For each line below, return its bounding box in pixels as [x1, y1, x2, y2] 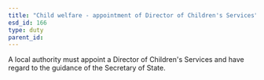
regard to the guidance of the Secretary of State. [8, 64, 167, 73]
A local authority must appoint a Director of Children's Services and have [8, 55, 245, 64]
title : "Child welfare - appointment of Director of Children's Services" [8, 11, 258, 20]
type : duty [8, 26, 44, 34]
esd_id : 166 [8, 19, 47, 27]
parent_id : [8, 33, 44, 42]
